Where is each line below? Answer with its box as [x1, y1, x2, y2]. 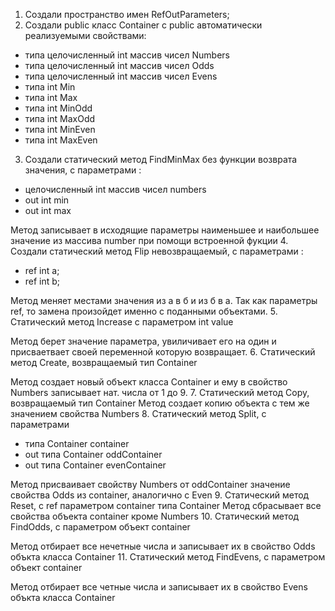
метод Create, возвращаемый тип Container [10, 357, 198, 368]
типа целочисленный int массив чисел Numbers [24, 49, 230, 61]
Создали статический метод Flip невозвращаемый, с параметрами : [10, 245, 304, 257]
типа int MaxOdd [24, 113, 96, 124]
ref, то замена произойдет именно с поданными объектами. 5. [10, 305, 278, 317]
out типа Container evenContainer [24, 459, 167, 471]
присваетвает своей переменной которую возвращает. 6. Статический [10, 346, 316, 358]
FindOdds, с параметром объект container [10, 521, 191, 533]
